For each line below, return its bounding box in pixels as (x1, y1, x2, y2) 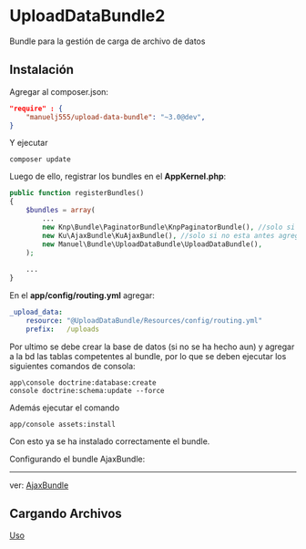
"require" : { (9, 104, 64, 113)
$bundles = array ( (25, 206, 96, 215)
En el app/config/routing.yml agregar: (9, 290, 155, 301)
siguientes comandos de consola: (9, 360, 136, 371)
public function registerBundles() (9, 189, 145, 198)
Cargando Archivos (9, 506, 123, 522)
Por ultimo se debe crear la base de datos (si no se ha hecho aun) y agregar (9, 341, 295, 352)
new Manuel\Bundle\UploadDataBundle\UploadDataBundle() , (42, 239, 262, 249)
